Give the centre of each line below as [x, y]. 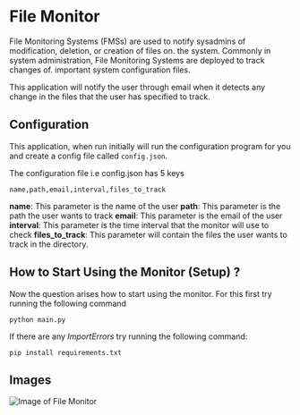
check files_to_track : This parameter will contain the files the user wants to [149, 234]
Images [30, 380]
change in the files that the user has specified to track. [110, 97]
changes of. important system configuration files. [100, 70]
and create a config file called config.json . [89, 156]
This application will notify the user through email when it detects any [137, 87]
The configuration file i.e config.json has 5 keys [97, 173]
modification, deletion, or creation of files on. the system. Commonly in [140, 50]
